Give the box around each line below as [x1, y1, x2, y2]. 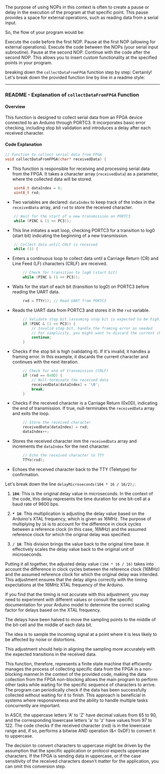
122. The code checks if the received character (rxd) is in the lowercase [5, 722, 151, 728]
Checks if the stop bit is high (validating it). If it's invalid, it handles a [12, 348, 150, 354]
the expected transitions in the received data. [5, 651, 97, 657]
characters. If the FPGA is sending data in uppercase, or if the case [5, 753, 141, 759]
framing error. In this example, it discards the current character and [12, 354, 148, 360]
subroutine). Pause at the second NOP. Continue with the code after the [5, 49, 151, 55]
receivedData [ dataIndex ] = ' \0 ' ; [31, 382, 100, 387]
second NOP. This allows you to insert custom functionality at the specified [5, 55, 157, 60]
